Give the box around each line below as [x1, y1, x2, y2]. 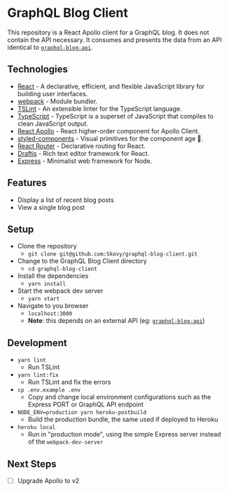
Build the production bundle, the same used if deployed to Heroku [27, 415, 218, 424]
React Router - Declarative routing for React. [17, 142, 146, 150]
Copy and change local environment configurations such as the [27, 393, 211, 401]
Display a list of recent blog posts [17, 195, 114, 204]
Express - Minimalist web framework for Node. [17, 157, 153, 165]
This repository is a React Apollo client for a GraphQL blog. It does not [7, 28, 209, 36]
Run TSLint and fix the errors [27, 378, 111, 387]
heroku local [17, 424, 56, 431]
